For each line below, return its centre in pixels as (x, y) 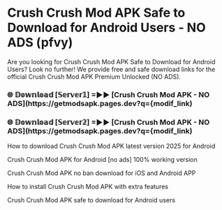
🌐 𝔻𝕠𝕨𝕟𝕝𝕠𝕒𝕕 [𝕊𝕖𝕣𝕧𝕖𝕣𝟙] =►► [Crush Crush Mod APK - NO (109, 94)
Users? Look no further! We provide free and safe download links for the (111, 69)
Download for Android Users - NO (106, 28)
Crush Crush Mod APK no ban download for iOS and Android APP (102, 173)
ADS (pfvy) (40, 43)
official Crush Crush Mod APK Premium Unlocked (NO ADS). (94, 76)
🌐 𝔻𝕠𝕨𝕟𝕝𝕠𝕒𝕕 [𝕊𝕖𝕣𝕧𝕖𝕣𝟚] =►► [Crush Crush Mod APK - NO (109, 122)
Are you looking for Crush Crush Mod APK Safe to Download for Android (111, 61)
